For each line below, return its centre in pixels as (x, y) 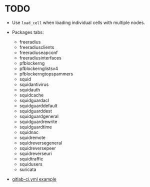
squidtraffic (31, 158)
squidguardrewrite (38, 121)
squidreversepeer (37, 148)
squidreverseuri (35, 153)
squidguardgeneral (39, 116)
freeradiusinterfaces (40, 57)
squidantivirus (34, 84)
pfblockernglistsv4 (39, 68)
